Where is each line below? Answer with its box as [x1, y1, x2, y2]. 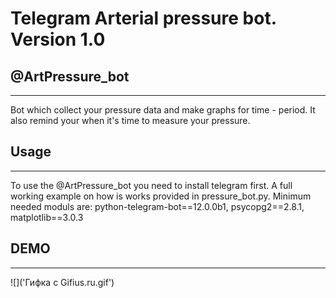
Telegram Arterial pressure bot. [10, 7, 277, 30]
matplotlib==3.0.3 [10, 211, 84, 223]
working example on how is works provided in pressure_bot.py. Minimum [10, 190, 312, 202]
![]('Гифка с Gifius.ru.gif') [10, 276, 115, 288]
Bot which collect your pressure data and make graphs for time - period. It [10, 104, 316, 116]
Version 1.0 [10, 28, 106, 51]
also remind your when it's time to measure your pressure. [10, 115, 251, 126]
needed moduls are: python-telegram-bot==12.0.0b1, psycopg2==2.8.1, [10, 200, 305, 212]
